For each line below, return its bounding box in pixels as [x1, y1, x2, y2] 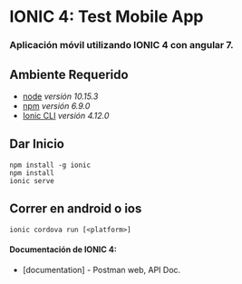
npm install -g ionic [9, 161, 92, 170]
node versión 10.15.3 [22, 91, 99, 102]
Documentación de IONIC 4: [9, 244, 118, 255]
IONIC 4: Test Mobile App [9, 6, 204, 27]
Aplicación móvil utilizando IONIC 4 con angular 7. [9, 39, 234, 52]
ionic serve [9, 176, 54, 185]
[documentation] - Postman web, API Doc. [22, 264, 181, 275]
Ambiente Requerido [9, 66, 129, 83]
